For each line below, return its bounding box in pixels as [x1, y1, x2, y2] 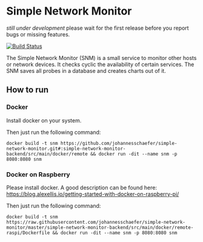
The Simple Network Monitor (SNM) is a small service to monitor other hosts [6, 54, 197, 61]
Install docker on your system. [6, 116, 82, 124]
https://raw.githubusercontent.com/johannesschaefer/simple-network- [6, 219, 186, 225]
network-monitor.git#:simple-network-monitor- [6, 146, 126, 152]
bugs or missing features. [6, 30, 70, 38]
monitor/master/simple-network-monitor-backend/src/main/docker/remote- [6, 224, 194, 230]
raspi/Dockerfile [6, 229, 50, 236]
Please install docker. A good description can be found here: [6, 184, 158, 191]
